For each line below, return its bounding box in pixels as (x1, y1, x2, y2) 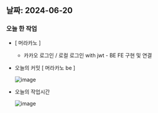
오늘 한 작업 (6, 25, 37, 33)
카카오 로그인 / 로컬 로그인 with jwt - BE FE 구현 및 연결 (23, 52, 152, 59)
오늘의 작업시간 (14, 88, 50, 95)
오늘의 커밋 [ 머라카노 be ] (14, 64, 76, 71)
